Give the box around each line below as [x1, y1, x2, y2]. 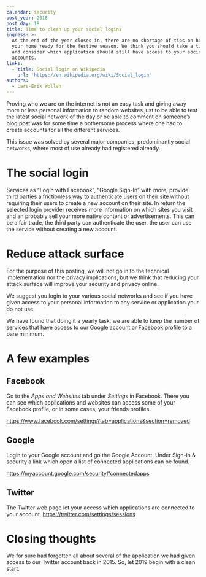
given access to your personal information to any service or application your [6, 298, 199, 306]
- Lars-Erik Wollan [12, 83, 62, 90]
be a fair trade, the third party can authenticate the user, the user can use [6, 219, 192, 226]
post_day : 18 [6, 20, 40, 26]
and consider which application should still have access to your [12, 49, 185, 55]
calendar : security [6, 9, 56, 15]
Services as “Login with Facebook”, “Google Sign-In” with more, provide [6, 186, 189, 193]
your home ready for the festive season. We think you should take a [12, 44, 193, 50]
